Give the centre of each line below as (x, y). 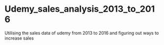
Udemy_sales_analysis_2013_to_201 (80, 9)
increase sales (19, 38)
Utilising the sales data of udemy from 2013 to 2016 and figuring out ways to (82, 33)
